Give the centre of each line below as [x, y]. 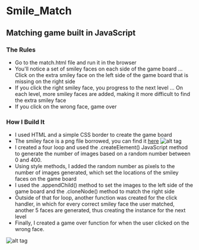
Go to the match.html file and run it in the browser [75, 62]
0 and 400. [28, 160]
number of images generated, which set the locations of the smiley [97, 172]
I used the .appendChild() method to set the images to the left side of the [104, 185]
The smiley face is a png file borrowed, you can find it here [87, 141]
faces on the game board [46, 179]
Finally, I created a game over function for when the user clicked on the [102, 223]
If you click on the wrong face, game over [66, 106]
